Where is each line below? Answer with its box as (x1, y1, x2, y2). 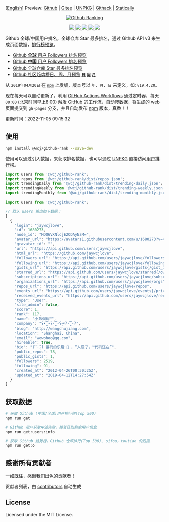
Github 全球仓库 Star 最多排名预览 (12, 65, 83, 71)
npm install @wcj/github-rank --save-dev (5, 146, 94, 151)
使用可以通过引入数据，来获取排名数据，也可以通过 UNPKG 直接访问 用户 (5, 155, 156, 161)
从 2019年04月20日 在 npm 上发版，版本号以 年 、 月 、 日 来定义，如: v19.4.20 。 (5, 82, 160, 88)
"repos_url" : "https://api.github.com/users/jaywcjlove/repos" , (14, 284, 152, 289)
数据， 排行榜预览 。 (18, 42, 58, 47)
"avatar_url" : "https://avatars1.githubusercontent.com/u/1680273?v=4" (14, 237, 167, 242)
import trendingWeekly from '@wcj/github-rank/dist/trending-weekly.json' (5, 186, 165, 191)
